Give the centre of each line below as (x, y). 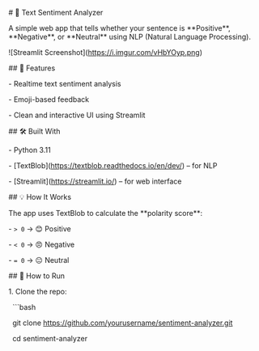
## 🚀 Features (32, 68)
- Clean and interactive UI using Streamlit (77, 115)
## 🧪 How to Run (37, 276)
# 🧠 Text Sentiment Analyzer (56, 13)
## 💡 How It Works (40, 197)
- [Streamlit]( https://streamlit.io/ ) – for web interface (95, 181)
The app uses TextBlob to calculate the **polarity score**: (106, 213)
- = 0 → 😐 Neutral (39, 260)
